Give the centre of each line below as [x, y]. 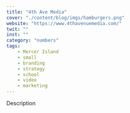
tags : [13, 46]
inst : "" [17, 35]
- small [27, 57]
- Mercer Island [38, 52]
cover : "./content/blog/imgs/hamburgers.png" [65, 18]
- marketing [32, 86]
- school [29, 75]
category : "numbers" [33, 40]
